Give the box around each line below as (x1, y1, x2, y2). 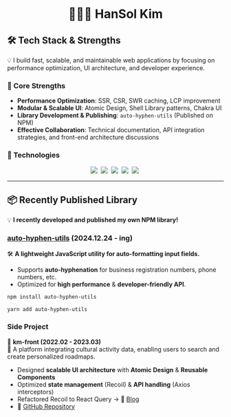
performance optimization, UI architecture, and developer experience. (7, 64, 205, 72)
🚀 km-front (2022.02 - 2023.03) (7, 337, 101, 346)
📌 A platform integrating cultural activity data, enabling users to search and (7, 345, 220, 353)
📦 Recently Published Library (7, 194, 137, 206)
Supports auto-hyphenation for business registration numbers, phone (16, 265, 217, 274)
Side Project (7, 322, 49, 332)
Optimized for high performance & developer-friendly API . (16, 280, 186, 288)
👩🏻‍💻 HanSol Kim (68, 6, 163, 22)
